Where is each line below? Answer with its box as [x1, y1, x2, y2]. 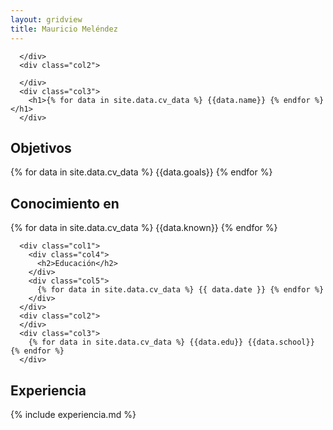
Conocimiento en [10, 195, 120, 212]
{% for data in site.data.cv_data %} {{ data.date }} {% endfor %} [36, 285, 325, 295]
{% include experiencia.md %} [10, 408, 137, 420]
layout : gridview [10, 14, 83, 25]
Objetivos [10, 139, 72, 156]
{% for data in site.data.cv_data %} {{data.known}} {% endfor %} [10, 222, 278, 234]
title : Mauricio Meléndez [10, 24, 118, 34]
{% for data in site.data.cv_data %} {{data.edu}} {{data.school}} [28, 337, 315, 348]
